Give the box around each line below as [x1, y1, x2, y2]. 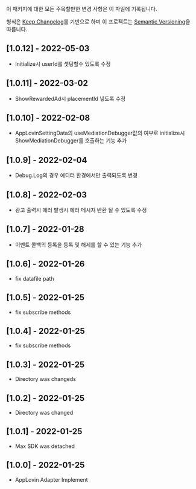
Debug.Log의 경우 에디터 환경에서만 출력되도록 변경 [14, 171, 138, 179]
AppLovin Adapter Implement [14, 476, 89, 483]
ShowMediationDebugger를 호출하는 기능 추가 [14, 137, 127, 144]
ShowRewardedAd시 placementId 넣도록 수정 [14, 95, 125, 102]
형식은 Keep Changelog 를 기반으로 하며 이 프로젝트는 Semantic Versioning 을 [6, 18, 191, 25]
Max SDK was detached [14, 443, 75, 450]
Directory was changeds [14, 376, 77, 383]
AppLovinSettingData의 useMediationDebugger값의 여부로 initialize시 [14, 129, 185, 137]
